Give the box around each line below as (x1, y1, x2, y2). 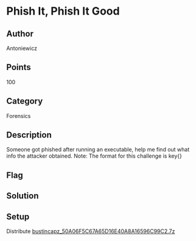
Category (6, 96, 43, 107)
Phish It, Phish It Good (6, 4, 120, 18)
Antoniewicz (6, 44, 38, 52)
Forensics (6, 112, 31, 119)
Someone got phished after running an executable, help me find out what (6, 146, 190, 153)
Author (6, 29, 33, 39)
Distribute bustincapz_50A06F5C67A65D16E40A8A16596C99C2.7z (6, 228, 175, 235)
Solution (6, 190, 39, 201)
